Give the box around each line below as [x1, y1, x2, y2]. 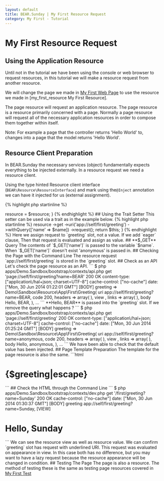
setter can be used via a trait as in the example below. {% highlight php [5, 216, 148, 222]
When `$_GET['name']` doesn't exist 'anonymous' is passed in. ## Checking [5, 248, 159, 254]
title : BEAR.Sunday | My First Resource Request [5, 12, 106, 17]
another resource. [5, 80, 42, 86]
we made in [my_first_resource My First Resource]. [5, 95, 108, 101]
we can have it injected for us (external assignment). [5, 192, 111, 198]
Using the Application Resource [5, 57, 104, 65]
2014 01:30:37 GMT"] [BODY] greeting [5, 401, 83, 407]
